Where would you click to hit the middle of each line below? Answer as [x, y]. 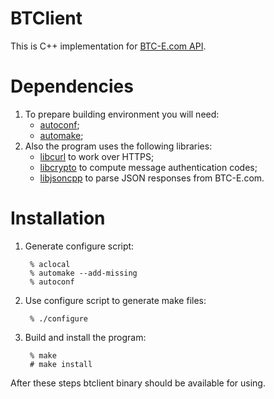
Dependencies [72, 86]
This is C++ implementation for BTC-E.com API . [108, 46]
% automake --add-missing [83, 273]
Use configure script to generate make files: [115, 300]
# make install [61, 364]
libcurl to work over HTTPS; [97, 156]
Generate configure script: [79, 246]
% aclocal [50, 264]
